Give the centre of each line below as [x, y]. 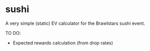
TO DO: [13, 33]
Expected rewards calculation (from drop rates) [63, 43]
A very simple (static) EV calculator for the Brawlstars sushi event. [75, 23]
